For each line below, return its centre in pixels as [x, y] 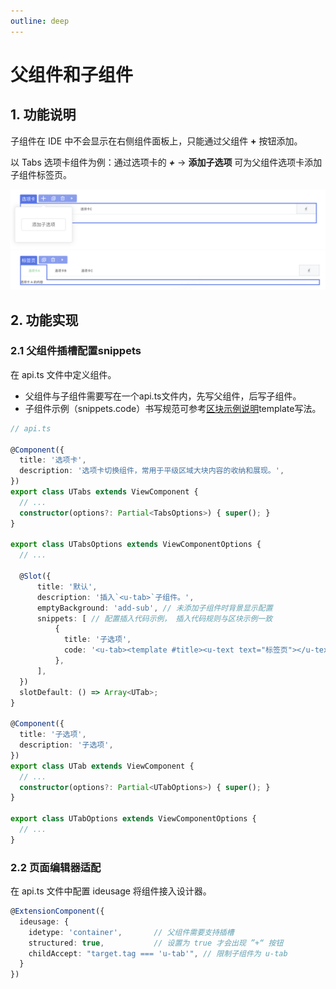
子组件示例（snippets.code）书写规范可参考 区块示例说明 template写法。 [173, 408]
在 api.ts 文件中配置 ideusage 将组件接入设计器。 [111, 891]
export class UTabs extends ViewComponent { [104, 492]
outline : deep [40, 21]
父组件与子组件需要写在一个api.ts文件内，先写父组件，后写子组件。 [163, 396]
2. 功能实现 [44, 320]
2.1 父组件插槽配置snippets [76, 351]
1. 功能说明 [43, 115]
